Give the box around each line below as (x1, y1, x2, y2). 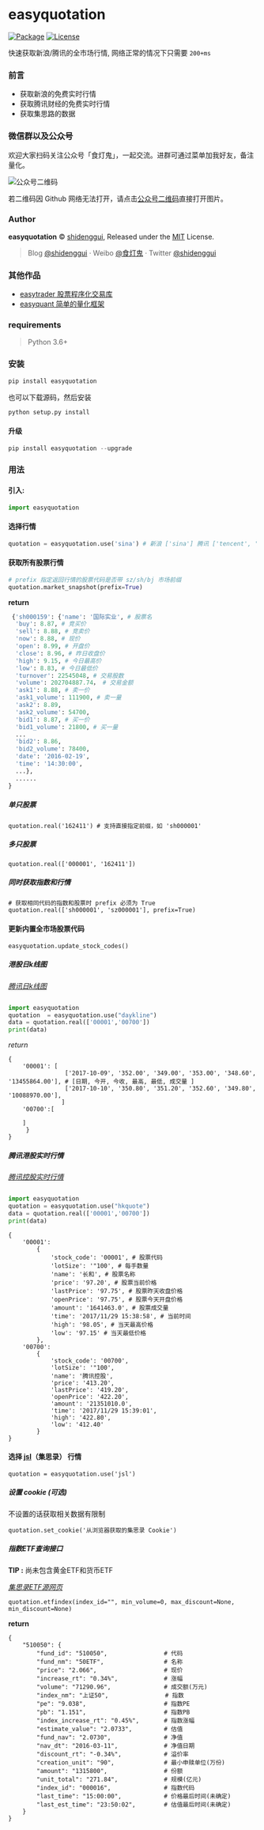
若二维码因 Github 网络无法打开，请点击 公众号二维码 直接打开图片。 (8, 194, 228, 203)
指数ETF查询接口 (8, 1544, 63, 1553)
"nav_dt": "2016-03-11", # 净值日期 (36, 1741, 195, 1749)
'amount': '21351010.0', (50, 1400, 133, 1408)
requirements (8, 319, 62, 331)
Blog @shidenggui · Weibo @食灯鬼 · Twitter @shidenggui (27, 248, 217, 258)
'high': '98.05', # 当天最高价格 (50, 1321, 154, 1329)
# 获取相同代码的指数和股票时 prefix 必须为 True (8, 899, 156, 907)
